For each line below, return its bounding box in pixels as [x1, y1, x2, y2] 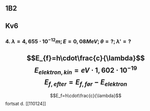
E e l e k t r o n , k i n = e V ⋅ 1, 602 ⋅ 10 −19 [34, 64, 137, 76]
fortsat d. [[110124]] [5, 101, 46, 107]
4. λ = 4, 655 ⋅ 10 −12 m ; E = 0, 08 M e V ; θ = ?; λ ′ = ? [5, 37, 132, 45]
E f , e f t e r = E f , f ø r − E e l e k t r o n [44, 78, 128, 87]
